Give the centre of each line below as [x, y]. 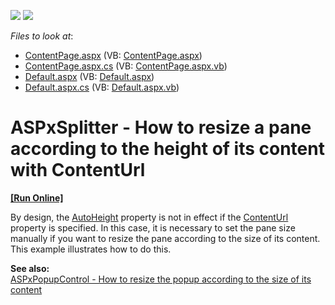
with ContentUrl [78, 170]
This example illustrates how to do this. [91, 249]
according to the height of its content [167, 149]
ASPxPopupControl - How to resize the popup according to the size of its [161, 279]
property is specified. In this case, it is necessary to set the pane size [153, 227]
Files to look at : [42, 36]
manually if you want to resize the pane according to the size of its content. [165, 238]
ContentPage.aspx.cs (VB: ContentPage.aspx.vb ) [126, 66]
